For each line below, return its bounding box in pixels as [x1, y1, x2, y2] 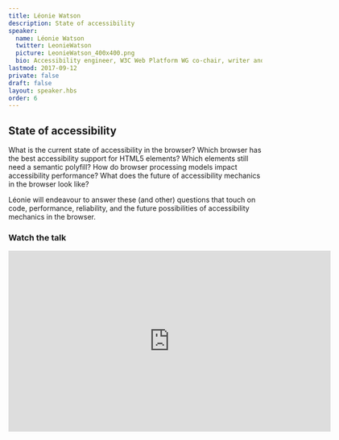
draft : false [8, 79, 52, 87]
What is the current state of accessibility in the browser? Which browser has [8, 146, 262, 155]
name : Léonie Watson [15, 34, 85, 43]
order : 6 [8, 94, 38, 102]
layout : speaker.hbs [8, 86, 78, 95]
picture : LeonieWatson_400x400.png [15, 49, 135, 57]
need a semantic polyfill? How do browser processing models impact [8, 162, 238, 172]
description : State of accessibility [8, 19, 135, 27]
